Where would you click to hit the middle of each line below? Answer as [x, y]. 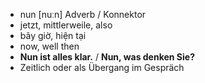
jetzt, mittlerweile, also [66, 25]
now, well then [49, 46]
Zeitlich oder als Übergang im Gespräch [102, 67]
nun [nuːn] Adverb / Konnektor [83, 14]
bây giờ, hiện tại [53, 35]
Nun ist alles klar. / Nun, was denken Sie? [107, 57]
